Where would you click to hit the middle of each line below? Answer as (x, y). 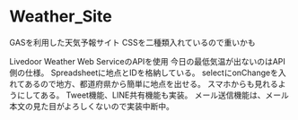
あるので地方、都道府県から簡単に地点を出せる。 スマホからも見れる (151, 83)
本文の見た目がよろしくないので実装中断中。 (92, 106)
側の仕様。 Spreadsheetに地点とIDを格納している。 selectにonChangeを (144, 73)
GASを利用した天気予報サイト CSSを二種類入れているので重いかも (132, 42)
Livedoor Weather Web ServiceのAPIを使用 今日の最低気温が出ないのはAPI (147, 61)
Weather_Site (61, 17)
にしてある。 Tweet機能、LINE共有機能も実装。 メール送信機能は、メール (153, 95)
